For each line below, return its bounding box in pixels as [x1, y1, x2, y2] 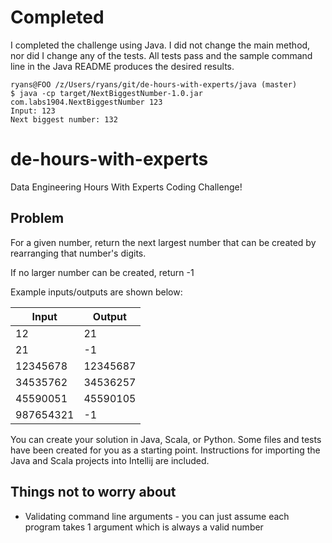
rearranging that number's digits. [10, 247, 147, 259]
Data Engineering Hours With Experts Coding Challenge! [10, 181, 243, 193]
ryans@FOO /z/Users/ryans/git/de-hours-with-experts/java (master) [10, 79, 298, 90]
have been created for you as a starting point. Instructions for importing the [10, 444, 321, 456]
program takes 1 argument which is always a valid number [24, 521, 264, 533]
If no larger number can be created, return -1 [10, 266, 195, 278]
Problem [10, 210, 65, 227]
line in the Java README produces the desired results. [10, 60, 235, 72]
